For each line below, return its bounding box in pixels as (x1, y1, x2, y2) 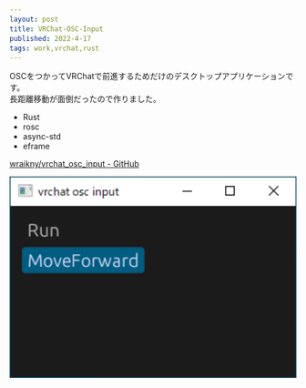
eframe (22, 141, 50, 152)
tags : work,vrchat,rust (9, 44, 100, 53)
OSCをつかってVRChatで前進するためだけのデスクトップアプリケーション (9, 71, 286, 82)
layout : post (9, 15, 59, 24)
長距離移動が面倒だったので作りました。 (9, 94, 161, 105)
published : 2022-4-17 (9, 34, 92, 43)
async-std (22, 131, 62, 142)
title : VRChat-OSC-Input (9, 24, 104, 34)
